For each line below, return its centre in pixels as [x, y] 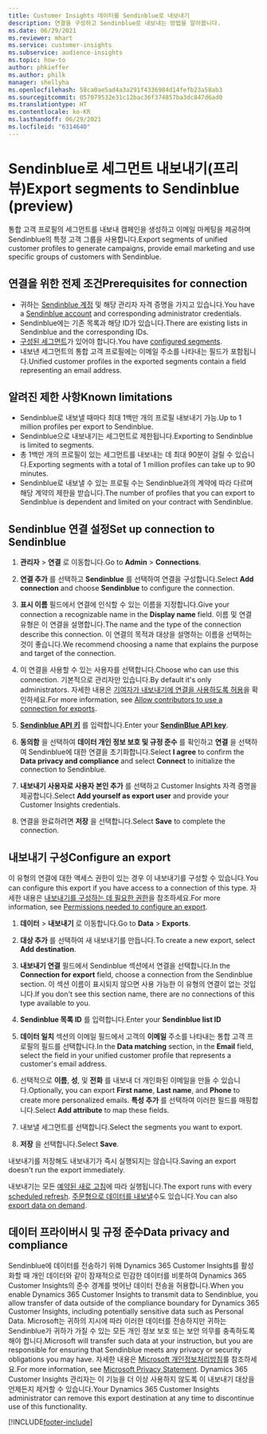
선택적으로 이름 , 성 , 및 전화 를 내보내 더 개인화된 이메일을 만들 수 [119, 1080]
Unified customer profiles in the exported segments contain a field [137, 361]
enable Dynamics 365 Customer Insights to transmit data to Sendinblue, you [133, 1294]
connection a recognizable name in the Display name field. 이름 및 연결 [136, 615]
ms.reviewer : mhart [41, 38]
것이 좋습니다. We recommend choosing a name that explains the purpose [139, 644]
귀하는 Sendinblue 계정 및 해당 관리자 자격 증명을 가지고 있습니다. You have [137, 304]
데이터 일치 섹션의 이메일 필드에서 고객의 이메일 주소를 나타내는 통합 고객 [132, 1036]
